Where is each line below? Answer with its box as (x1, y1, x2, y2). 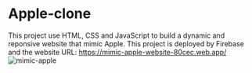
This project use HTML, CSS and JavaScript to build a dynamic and (8, 31, 225, 40)
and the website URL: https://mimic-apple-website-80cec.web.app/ (8, 47, 227, 57)
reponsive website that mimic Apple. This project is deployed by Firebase (8, 38, 244, 48)
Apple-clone (8, 5, 92, 23)
